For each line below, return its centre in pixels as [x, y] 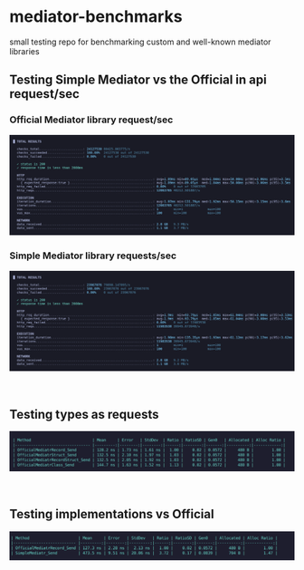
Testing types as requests [84, 414]
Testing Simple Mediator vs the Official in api [138, 80]
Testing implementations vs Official [112, 514]
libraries [24, 51]
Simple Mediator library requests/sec [93, 256]
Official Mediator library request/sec [91, 120]
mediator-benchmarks [96, 17]
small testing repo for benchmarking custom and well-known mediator [140, 42]
